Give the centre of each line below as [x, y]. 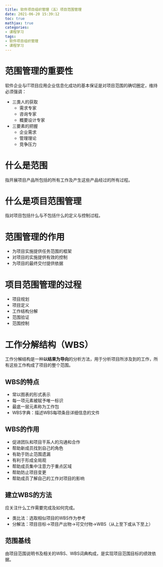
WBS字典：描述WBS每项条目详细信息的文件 [56, 413]
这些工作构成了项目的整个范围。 [41, 365]
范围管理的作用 [35, 237]
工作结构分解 [25, 311]
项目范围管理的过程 [43, 285]
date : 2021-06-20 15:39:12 [32, 14]
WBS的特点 [22, 382]
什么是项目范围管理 [43, 201]
